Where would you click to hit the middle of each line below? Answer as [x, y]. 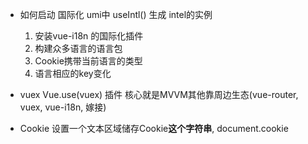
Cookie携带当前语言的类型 [88, 61]
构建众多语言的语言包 [78, 48]
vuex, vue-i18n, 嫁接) [63, 107]
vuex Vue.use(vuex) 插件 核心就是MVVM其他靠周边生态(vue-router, [159, 94]
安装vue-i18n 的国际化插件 [89, 36]
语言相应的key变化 [73, 73]
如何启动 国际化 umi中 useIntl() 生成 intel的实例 [116, 14]
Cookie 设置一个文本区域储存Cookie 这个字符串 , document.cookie [154, 128]
